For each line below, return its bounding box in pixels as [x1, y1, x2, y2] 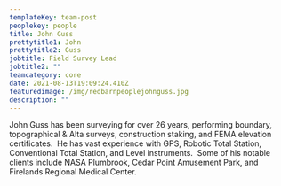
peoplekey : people [9, 21, 77, 30]
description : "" [9, 95, 69, 105]
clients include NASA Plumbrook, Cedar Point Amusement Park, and [9, 157, 259, 168]
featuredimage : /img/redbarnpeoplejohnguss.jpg [9, 87, 189, 96]
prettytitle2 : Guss [9, 46, 82, 55]
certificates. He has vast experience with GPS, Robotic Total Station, [9, 138, 262, 149]
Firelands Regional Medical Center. [9, 167, 137, 177]
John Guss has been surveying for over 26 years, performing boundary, [9, 120, 273, 130]
